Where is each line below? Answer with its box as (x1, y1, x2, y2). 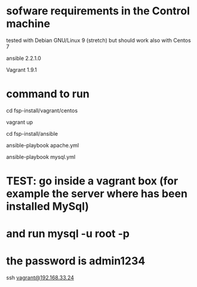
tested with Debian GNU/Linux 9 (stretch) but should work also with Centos (6, 36, 191, 44)
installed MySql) (6, 200, 90, 213)
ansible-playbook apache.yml (6, 142, 79, 149)
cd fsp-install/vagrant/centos (6, 106, 78, 114)
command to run (6, 87, 90, 101)
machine (6, 17, 51, 30)
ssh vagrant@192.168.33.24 (6, 274, 75, 282)
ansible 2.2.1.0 (6, 54, 42, 62)
